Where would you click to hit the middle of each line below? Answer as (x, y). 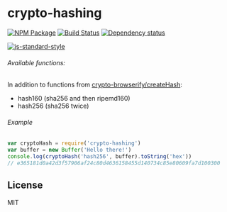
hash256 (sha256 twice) (53, 106)
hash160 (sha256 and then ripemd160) (74, 99)
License (25, 185)
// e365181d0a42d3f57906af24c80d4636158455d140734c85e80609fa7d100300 (114, 163)
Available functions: (37, 62)
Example (20, 122)
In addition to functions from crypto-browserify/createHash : (95, 85)
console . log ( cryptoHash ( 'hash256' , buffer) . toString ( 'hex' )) (100, 157)
